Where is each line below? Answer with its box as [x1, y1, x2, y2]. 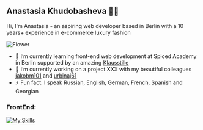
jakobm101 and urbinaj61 [15, 71, 77, 79]
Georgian [15, 87, 39, 95]
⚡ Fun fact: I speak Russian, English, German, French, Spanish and [15, 79, 183, 86]
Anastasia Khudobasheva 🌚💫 [6, 6, 119, 16]
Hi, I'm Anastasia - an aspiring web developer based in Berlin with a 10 [6, 22, 184, 29]
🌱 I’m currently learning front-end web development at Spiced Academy [15, 52, 197, 60]
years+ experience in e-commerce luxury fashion [6, 29, 131, 36]
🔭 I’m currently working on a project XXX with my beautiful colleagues [15, 65, 192, 73]
